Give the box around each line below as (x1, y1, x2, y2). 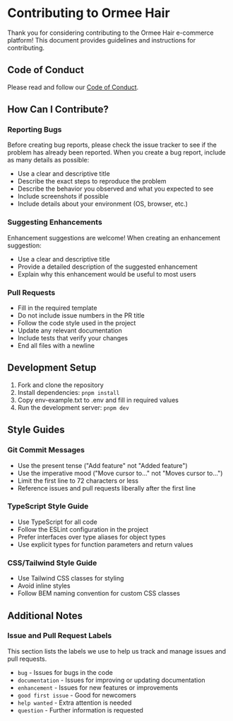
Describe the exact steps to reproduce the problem (17, 177, 167, 186)
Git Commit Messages (7, 445, 85, 455)
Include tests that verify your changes (17, 334, 129, 342)
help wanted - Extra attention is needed (17, 698, 132, 707)
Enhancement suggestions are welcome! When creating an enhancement (7, 233, 221, 242)
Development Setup (7, 362, 97, 374)
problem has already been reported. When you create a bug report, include (7, 148, 226, 157)
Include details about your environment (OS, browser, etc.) (17, 200, 189, 208)
